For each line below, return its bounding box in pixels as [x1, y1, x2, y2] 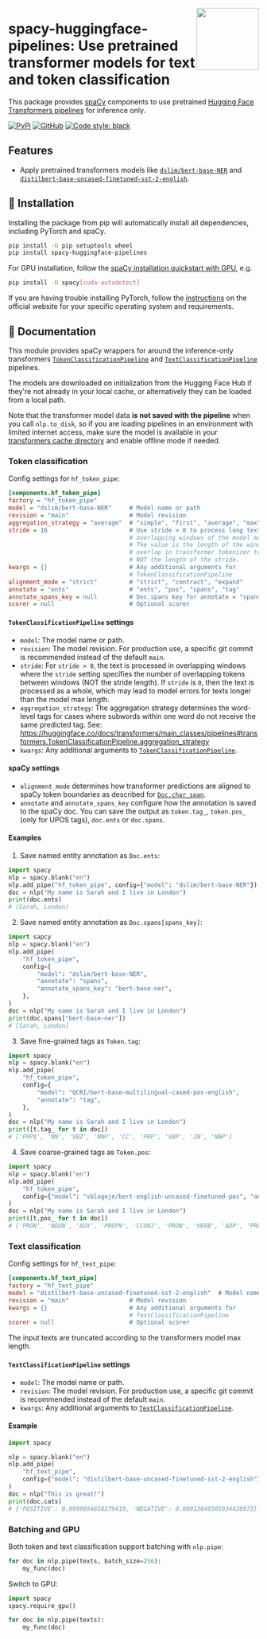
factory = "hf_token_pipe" [8, 497, 98, 505]
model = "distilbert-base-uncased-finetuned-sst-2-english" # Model [8, 1289, 244, 1297]
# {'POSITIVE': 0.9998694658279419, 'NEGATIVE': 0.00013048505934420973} [8, 1504, 258, 1512]
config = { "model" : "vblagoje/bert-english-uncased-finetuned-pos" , [22, 1192, 247, 1200]
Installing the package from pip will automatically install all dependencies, [8, 217, 249, 227]
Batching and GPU [8, 1524, 80, 1535]
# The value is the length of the [129, 541, 244, 549]
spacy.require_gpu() [8, 1602, 77, 1610]
